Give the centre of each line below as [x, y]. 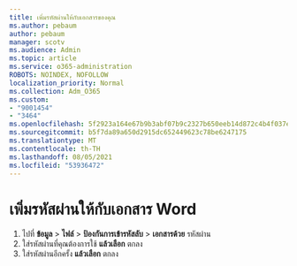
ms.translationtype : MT [53, 141]
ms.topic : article [43, 58]
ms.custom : [29, 99]
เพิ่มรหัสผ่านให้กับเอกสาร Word [103, 209]
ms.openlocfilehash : [47, 125]
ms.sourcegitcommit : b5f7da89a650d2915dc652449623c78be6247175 [128, 133]
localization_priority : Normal [67, 83]
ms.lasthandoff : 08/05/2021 [61, 157]
